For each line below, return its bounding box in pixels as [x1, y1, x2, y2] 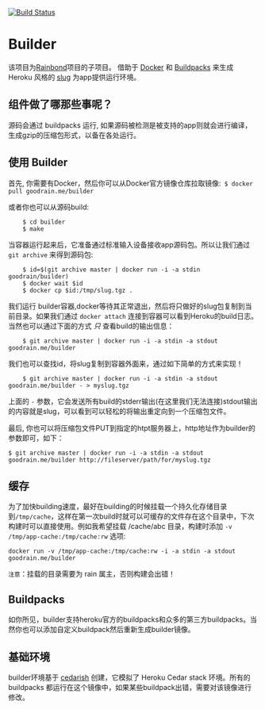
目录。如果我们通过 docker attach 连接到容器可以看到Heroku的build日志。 [14, 311, 259, 320]
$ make [22, 224, 44, 233]
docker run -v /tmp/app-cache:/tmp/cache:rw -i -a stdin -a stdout [8, 547, 236, 555]
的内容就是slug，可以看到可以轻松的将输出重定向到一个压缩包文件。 [8, 406, 231, 416]
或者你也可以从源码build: [8, 202, 90, 212]
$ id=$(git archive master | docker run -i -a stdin [22, 266, 201, 274]
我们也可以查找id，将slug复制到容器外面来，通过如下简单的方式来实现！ [8, 358, 244, 368]
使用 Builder [8, 155, 68, 170]
